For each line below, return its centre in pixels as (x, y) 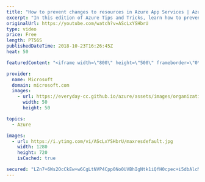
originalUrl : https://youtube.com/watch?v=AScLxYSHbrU (77, 23)
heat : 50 (17, 52)
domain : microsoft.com (41, 85)
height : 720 (32, 153)
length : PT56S (24, 40)
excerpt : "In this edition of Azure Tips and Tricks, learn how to (94, 18)
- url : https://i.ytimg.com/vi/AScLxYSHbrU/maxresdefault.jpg (92, 141)
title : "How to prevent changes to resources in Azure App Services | (98, 12)
